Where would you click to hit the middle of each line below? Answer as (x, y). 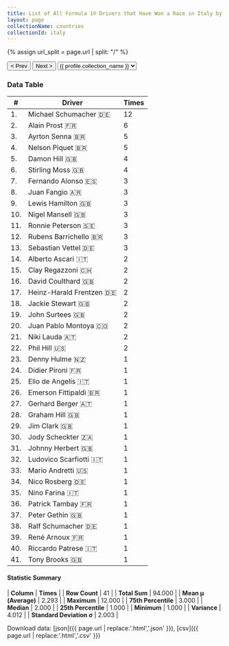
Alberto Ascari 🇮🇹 (58, 259)
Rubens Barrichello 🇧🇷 (66, 236)
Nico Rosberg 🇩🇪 (57, 482)
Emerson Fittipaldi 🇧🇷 (64, 393)
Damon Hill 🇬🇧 (53, 158)
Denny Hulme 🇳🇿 (57, 359)
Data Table (25, 85)
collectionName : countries (46, 26)
